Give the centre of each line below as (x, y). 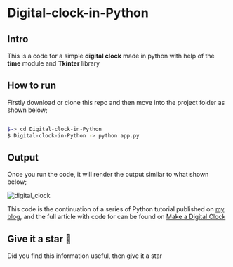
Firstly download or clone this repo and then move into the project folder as (116, 102)
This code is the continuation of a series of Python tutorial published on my (116, 209)
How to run (32, 86)
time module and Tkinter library (54, 63)
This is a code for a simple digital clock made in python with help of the (111, 56)
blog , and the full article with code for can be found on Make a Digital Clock (116, 217)
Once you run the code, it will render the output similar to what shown (108, 175)
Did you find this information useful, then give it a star (85, 256)
